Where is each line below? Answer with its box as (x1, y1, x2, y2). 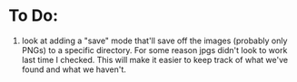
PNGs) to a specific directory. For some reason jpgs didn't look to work (21, 44, 288, 55)
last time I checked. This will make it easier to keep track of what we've (21, 54, 288, 65)
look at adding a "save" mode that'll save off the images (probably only (21, 35, 288, 46)
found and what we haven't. (21, 64, 126, 75)
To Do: (8, 5, 59, 26)
